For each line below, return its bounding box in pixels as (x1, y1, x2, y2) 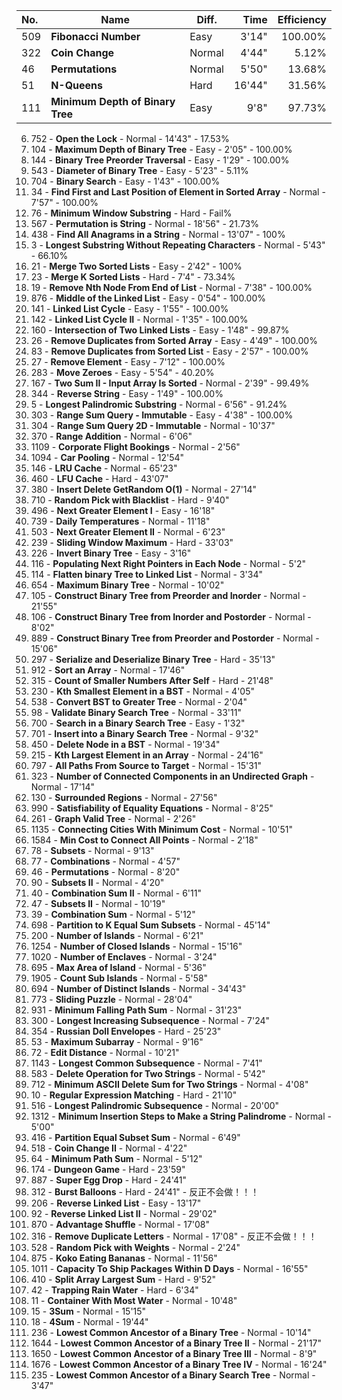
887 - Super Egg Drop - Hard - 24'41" (30, 1174, 188, 1186)
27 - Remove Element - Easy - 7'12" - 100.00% (30, 356, 226, 368)
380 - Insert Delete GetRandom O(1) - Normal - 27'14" (30, 484, 258, 495)
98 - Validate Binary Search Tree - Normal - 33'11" (30, 707, 242, 718)
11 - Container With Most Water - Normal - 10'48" (30, 1295, 238, 1306)
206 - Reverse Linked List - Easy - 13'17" (30, 1197, 202, 1209)
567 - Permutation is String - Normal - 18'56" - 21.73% (30, 218, 259, 229)
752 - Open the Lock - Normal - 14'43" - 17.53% (30, 133, 230, 144)
